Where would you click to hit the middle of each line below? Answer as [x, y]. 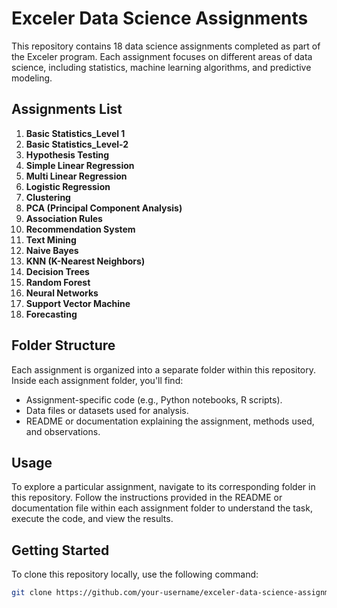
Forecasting [51, 314]
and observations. [63, 431]
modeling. [32, 78]
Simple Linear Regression [80, 165]
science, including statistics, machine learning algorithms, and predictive [161, 67]
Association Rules [64, 218]
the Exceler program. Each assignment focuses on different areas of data [162, 56]
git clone [32, 593]
